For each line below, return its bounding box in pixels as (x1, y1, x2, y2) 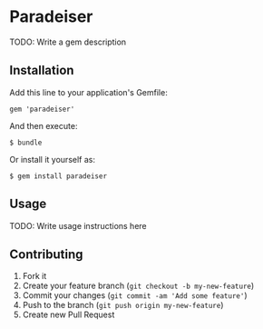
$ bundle (9, 138, 43, 147)
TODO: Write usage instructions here (9, 220, 147, 231)
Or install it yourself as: (9, 154, 95, 164)
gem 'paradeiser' (9, 105, 75, 114)
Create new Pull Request (22, 309, 115, 320)
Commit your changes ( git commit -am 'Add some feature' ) (22, 290, 248, 301)
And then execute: (9, 120, 78, 131)
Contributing (9, 246, 83, 262)
